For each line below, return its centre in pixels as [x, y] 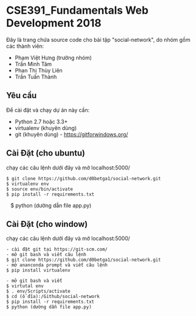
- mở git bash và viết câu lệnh [46, 255]
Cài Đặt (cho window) [47, 224]
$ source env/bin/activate [40, 189]
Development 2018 [54, 23]
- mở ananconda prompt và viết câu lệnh [57, 265]
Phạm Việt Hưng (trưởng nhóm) [53, 57]
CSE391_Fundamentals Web [77, 10]
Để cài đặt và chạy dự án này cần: [48, 110]
